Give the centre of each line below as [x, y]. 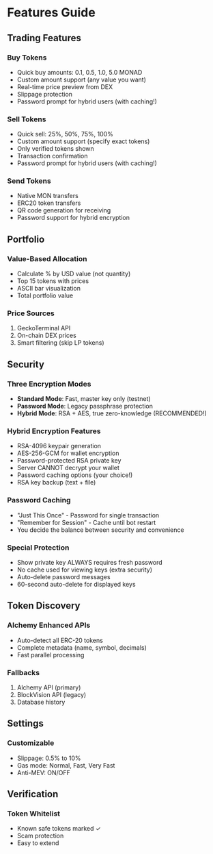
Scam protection [40, 836]
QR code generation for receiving [64, 210]
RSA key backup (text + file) [56, 483]
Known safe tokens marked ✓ [59, 829]
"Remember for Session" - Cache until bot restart [86, 522]
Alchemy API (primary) [49, 687]
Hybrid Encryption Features [54, 431]
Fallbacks [23, 672]
